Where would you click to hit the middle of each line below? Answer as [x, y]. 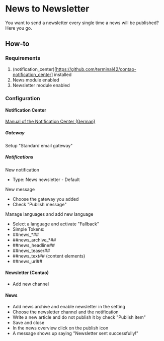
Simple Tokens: [28, 229]
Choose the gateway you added [46, 199]
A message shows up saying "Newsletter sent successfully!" [75, 333]
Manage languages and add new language [49, 214]
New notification [22, 169]
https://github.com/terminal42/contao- [96, 69]
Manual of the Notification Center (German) [50, 121]
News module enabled [36, 80]
